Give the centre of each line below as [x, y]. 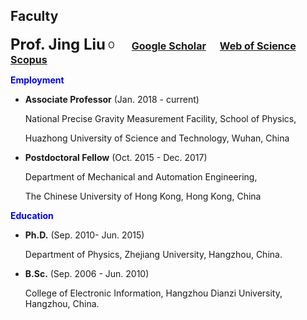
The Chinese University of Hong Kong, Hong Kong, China [143, 196]
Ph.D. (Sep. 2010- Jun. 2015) [84, 235]
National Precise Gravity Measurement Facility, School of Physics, [160, 118]
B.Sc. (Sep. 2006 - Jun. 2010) [87, 273]
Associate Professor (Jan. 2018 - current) [112, 99]
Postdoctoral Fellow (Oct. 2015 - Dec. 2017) [116, 157]
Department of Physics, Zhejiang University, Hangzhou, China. [153, 254]
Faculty [34, 16]
